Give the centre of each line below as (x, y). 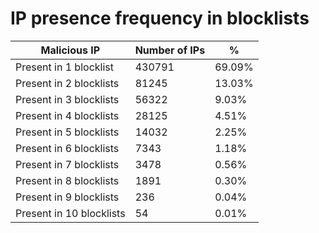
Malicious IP (70, 50)
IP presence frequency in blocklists (160, 18)
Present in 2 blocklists (67, 83)
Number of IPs (170, 50)
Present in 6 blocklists (67, 148)
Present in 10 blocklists (70, 213)
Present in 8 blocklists (67, 180)
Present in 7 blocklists (67, 164)
